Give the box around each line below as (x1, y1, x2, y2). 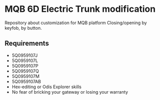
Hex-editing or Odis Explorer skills (11, 84, 82, 90)
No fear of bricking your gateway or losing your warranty (11, 89, 128, 95)
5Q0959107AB (11, 78, 41, 84)
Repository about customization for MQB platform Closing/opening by (4, 20, 147, 26)
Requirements (4, 39, 49, 48)
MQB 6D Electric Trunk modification (4, 3, 156, 15)
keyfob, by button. (4, 25, 42, 31)
